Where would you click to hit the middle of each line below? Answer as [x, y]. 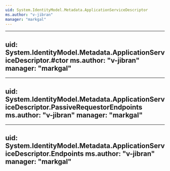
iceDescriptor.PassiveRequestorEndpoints [74, 107]
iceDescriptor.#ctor [37, 60]
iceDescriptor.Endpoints [45, 154]
